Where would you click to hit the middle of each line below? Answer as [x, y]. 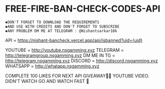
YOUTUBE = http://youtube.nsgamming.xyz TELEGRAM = [64, 50]
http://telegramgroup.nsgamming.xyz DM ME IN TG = [60, 55]
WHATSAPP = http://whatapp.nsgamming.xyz [52, 66]
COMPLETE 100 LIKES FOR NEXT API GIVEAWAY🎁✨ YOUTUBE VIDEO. [77, 75]
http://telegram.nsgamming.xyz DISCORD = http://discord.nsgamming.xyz [82, 60]
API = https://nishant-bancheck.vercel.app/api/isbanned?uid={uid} [74, 40]
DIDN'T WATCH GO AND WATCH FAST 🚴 [47, 81]
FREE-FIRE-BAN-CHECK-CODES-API [83, 9]
